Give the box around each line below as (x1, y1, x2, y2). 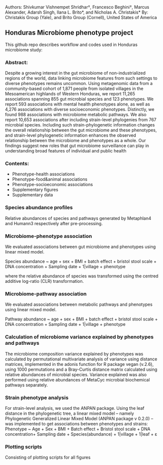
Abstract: (5, 59, 28, 65)
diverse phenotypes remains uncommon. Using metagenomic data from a (5, 81, 153, 86)
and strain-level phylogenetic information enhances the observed (5, 132, 136, 138)
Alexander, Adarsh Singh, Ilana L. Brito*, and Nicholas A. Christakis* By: (5, 9, 148, 15)
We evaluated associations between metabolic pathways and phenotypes (5, 301, 153, 307)
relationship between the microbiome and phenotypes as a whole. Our (5, 138, 146, 144)
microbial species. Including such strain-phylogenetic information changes (5, 122, 155, 128)
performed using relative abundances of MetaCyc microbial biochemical (5, 377, 150, 382)
